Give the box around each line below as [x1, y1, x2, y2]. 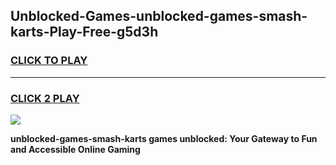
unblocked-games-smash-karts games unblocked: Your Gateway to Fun [10, 132, 318, 144]
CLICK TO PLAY [10, 54, 88, 68]
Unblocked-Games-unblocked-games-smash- [10, 8, 308, 25]
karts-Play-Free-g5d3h [10, 24, 159, 41]
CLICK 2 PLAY [10, 91, 80, 105]
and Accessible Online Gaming [10, 143, 141, 155]
